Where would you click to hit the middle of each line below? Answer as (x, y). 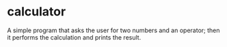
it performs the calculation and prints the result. (74, 37)
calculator (37, 12)
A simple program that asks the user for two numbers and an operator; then (113, 30)
